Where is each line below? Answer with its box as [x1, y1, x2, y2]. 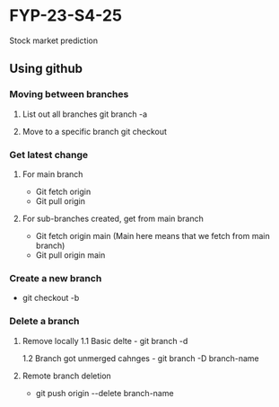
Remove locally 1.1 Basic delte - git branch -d [22, 335, 188, 346]
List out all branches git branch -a [22, 109, 148, 119]
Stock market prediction [9, 35, 99, 46]
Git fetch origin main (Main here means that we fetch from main [35, 230, 271, 241]
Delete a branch [9, 315, 80, 328]
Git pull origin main [35, 249, 106, 261]
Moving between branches [9, 88, 129, 101]
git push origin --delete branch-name [35, 387, 174, 398]
